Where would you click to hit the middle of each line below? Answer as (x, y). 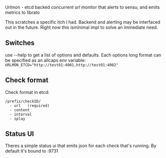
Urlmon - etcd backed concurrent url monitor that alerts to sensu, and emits (83, 7)
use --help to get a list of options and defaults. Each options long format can (83, 55)
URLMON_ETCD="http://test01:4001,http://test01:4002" (62, 65)
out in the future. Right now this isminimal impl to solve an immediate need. (82, 27)
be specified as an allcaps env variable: (45, 60)
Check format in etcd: (27, 92)
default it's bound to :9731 (32, 151)
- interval (21, 114)
